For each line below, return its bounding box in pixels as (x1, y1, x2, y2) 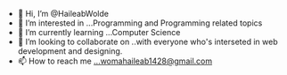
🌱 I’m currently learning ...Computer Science (17, 27, 181, 37)
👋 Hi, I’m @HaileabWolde (17, 9, 110, 19)
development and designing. (17, 46, 123, 56)
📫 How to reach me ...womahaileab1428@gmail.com (17, 56, 212, 66)
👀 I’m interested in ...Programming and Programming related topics (17, 18, 263, 28)
